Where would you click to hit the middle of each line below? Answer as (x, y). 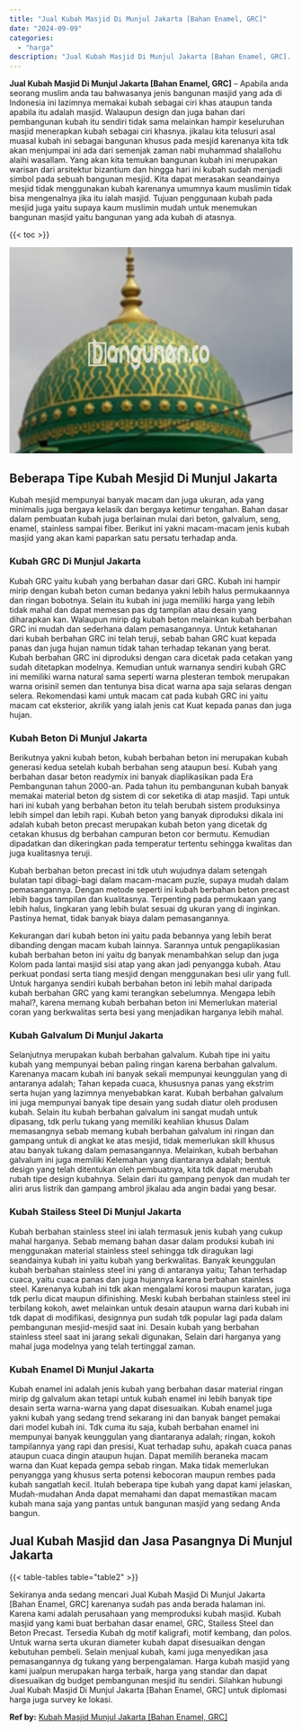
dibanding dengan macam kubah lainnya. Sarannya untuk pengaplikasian (145, 945)
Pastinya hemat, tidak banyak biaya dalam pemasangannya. (120, 919)
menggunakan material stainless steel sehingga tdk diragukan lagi (132, 1250)
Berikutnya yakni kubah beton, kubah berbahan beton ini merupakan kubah (149, 758)
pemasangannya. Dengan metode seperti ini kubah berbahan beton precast (150, 890)
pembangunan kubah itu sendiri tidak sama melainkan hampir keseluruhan (147, 122)
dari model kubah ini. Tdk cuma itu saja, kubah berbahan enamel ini (134, 1427)
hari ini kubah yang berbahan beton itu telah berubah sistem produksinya (145, 805)
